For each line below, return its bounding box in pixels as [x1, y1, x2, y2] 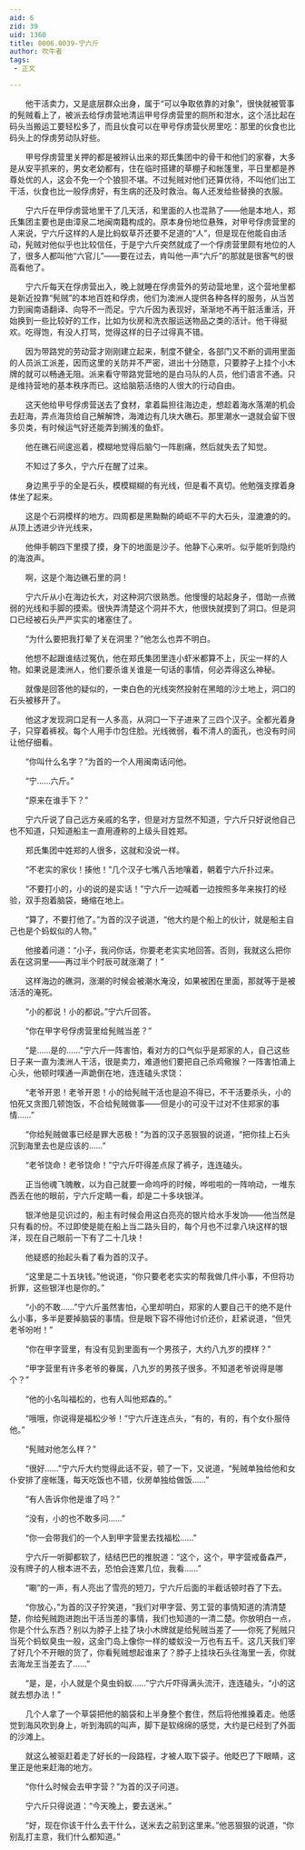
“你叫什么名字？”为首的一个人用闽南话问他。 [25, 755, 192, 766]
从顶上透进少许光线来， [9, 522, 97, 533]
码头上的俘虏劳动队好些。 [9, 132, 105, 143]
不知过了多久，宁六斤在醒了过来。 [25, 460, 152, 471]
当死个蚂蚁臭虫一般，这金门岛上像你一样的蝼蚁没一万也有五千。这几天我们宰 [9, 1635, 296, 1646]
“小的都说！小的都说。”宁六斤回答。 [25, 1005, 156, 1016]
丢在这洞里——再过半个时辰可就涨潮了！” [9, 955, 165, 966]
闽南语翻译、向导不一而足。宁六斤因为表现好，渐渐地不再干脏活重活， [25, 304, 288, 315]
